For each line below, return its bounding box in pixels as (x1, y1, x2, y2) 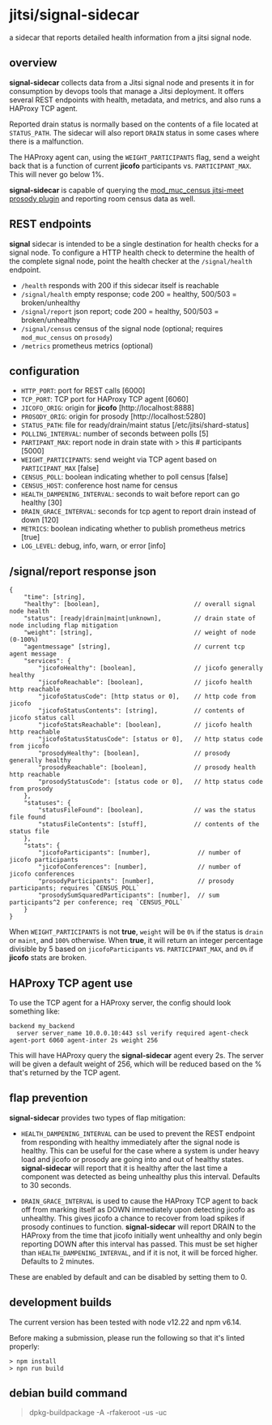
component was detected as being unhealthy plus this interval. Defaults (20, 1171, 261, 1182)
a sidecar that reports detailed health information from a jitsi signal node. (9, 32, 252, 42)
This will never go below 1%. (9, 169, 104, 179)
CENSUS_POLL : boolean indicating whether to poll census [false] (20, 472, 228, 482)
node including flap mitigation (9, 622, 118, 630)
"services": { (23, 657, 71, 665)
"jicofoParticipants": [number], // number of (38, 849, 242, 857)
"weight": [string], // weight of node (23, 629, 256, 637)
